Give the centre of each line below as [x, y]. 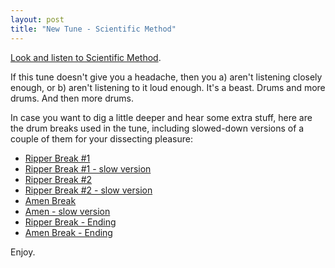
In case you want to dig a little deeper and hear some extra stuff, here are [161, 117]
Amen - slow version [67, 211]
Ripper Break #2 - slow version [88, 190]
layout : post [37, 19]
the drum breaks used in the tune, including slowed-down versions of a [157, 128]
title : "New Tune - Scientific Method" [93, 29]
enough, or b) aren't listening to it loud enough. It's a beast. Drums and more [168, 87]
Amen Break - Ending [68, 232]
